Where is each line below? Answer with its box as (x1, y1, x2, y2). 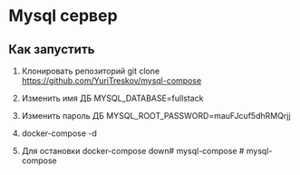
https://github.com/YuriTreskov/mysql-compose (21, 75, 202, 86)
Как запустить (8, 42, 95, 57)
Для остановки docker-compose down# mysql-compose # (21, 146, 245, 156)
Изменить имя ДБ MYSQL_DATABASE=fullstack (21, 92, 204, 103)
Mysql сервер (8, 5, 119, 26)
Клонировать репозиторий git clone (21, 65, 160, 76)
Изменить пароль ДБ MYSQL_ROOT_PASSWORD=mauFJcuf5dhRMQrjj (21, 111, 291, 121)
